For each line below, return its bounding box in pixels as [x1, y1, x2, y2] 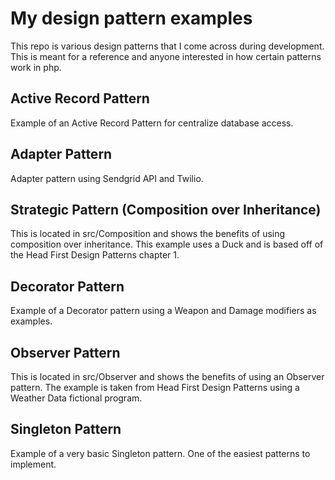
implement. [10, 458, 57, 470]
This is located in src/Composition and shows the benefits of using [10, 228, 286, 240]
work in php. [10, 61, 62, 73]
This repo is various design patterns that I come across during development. [10, 40, 325, 52]
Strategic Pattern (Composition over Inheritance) [10, 201, 322, 218]
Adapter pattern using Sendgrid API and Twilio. [10, 172, 204, 184]
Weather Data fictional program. [10, 392, 143, 404]
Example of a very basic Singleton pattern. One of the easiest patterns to [10, 447, 311, 459]
